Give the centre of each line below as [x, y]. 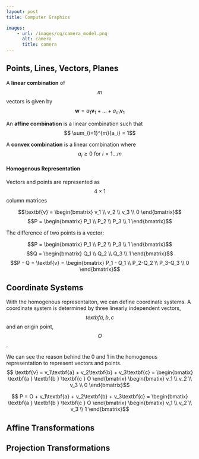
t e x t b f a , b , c [100, 318]
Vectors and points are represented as [53, 182]
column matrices [27, 200]
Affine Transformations [50, 428]
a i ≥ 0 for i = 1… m [100, 154]
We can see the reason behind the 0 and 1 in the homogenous [82, 357]
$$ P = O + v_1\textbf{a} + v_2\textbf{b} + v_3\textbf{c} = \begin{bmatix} [100, 397]
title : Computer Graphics [38, 17]
